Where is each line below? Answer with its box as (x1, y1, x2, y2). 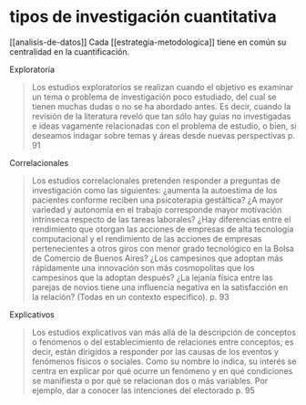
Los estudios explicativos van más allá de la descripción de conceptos (31, 327, 297, 337)
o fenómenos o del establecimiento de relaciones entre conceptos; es (31, 336, 294, 348)
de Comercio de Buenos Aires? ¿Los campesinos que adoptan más (31, 253, 284, 264)
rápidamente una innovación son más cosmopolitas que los (31, 262, 255, 273)
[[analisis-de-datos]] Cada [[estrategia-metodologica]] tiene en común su (9, 36, 287, 47)
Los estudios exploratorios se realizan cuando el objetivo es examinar (31, 81, 294, 92)
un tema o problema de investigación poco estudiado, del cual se (31, 91, 277, 102)
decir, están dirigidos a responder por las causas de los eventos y (31, 346, 280, 357)
